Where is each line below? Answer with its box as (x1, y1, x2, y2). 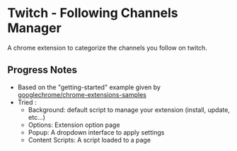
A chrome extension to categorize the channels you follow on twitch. (7, 43, 207, 52)
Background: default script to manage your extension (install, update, (28, 105, 230, 114)
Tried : (17, 98, 37, 106)
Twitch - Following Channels (7, 5, 178, 21)
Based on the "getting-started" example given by (17, 83, 161, 91)
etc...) (28, 113, 46, 121)
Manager (7, 20, 62, 36)
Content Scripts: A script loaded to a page (28, 135, 151, 144)
